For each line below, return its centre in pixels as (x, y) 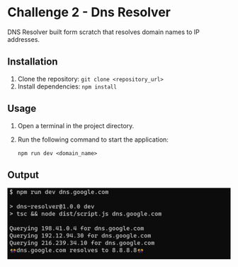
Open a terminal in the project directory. (76, 125)
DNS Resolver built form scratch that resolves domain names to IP (103, 32)
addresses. (24, 39)
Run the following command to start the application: (93, 140)
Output (23, 175)
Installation (33, 62)
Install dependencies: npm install (67, 86)
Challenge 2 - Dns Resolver (89, 12)
